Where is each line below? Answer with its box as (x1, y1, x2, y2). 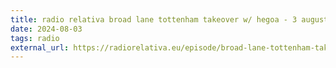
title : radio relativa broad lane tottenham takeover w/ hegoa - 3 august (10, 14, 329, 25)
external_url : (10, 42, 70, 53)
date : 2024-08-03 (10, 24, 83, 34)
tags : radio (10, 33, 60, 43)
